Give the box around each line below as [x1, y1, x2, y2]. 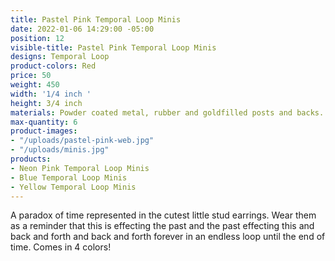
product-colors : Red [10, 61, 97, 71]
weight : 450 [10, 80, 60, 90]
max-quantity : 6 [10, 117, 78, 127]
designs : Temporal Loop [10, 52, 110, 62]
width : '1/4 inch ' [10, 89, 92, 99]
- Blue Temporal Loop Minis [10, 172, 128, 183]
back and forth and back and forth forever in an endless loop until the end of [10, 231, 326, 243]
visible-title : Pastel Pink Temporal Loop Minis [10, 42, 217, 53]
